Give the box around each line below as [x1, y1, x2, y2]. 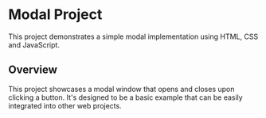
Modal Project [8, 6, 103, 24]
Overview [8, 63, 58, 77]
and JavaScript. [8, 40, 60, 49]
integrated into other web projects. [8, 101, 122, 110]
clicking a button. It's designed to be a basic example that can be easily [8, 93, 243, 102]
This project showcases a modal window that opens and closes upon [8, 84, 235, 93]
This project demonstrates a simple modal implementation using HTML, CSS [8, 32, 259, 41]
